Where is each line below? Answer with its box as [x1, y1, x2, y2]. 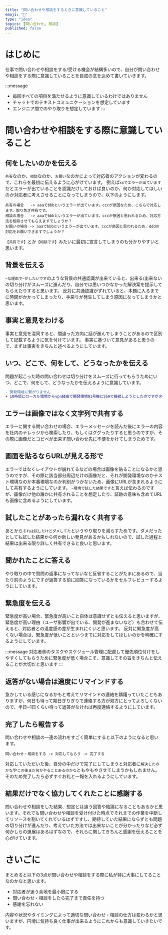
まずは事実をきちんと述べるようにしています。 [13, 343, 110, 349]
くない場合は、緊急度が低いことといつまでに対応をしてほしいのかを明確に [5, 632, 158, 638]
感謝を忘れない [12, 901, 43, 907]
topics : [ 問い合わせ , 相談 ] [5, 21, 58, 26]
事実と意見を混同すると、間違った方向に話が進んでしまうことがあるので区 [5, 330, 158, 336]
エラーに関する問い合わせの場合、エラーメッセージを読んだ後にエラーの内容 [5, 423, 163, 429]
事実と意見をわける [5, 316, 64, 325]
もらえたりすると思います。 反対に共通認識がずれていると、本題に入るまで [5, 287, 159, 293]
